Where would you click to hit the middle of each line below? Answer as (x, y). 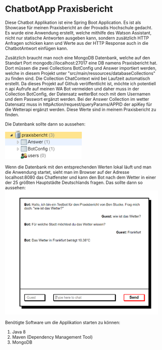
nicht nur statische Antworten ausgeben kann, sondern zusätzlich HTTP (77, 38)
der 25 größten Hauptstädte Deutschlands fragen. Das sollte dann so (74, 182)
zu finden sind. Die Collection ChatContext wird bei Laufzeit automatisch (78, 78)
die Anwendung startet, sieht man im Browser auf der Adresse (67, 172)
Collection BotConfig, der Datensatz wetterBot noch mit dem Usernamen (78, 94)
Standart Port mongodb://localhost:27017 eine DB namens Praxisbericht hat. (81, 63)
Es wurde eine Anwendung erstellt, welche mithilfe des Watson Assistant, (78, 33)
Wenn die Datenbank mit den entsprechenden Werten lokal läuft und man (78, 167)
